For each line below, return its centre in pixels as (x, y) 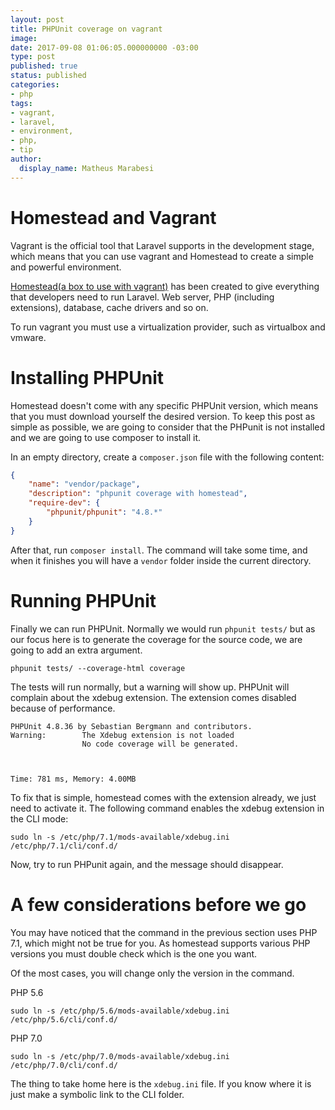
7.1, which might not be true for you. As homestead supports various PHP (160, 943)
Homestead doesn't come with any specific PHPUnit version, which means (164, 405)
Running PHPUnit (83, 600)
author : (26, 159)
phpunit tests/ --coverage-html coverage (98, 668)
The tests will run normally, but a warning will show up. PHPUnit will (150, 687)
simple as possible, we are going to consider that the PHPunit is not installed (168, 427)
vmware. (28, 337)
